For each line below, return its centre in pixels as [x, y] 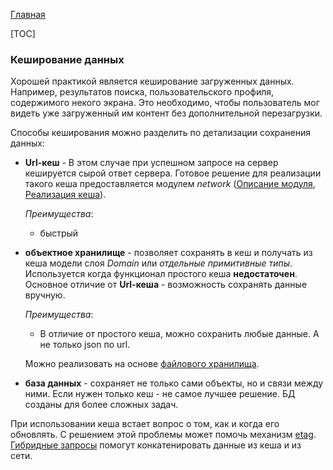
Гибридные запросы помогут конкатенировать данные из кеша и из [156, 445]
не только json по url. [85, 345]
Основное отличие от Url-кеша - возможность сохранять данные [166, 285]
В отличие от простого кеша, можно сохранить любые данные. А [179, 334]
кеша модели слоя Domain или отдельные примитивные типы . [158, 263]
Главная [28, 14]
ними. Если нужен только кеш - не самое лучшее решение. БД [160, 394]
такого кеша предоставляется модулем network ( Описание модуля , [170, 184]
